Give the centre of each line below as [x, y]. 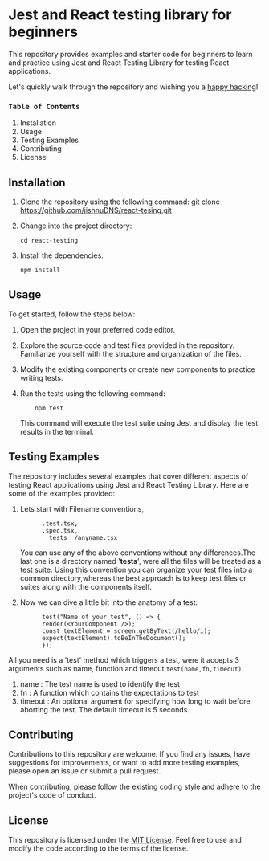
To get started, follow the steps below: [72, 314]
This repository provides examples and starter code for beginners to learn [130, 54]
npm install [40, 271]
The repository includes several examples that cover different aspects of [128, 476]
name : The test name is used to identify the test [100, 683]
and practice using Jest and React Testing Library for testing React [119, 63]
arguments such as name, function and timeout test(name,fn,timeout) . [126, 668]
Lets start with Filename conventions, [82, 508]
